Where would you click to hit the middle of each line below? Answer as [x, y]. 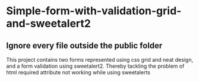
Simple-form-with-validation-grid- [94, 11]
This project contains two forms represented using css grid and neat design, [100, 60]
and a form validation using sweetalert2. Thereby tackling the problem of [95, 66]
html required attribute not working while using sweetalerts [78, 72]
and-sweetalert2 [48, 23]
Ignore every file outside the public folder [84, 45]
